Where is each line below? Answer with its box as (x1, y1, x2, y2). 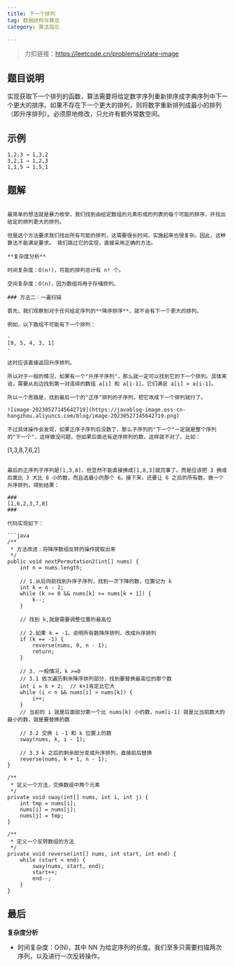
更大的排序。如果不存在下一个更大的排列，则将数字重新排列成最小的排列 (13, 101, 222, 110)
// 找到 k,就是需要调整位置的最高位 (20, 616, 112, 623)
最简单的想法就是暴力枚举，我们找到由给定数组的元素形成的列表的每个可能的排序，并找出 (7, 211, 226, 218)
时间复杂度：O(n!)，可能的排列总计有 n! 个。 (7, 266, 124, 274)
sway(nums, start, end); (32, 862, 105, 869)
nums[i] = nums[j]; (20, 805, 77, 813)
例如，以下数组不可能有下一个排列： (7, 321, 97, 328)
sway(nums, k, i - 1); (20, 735, 86, 743)
